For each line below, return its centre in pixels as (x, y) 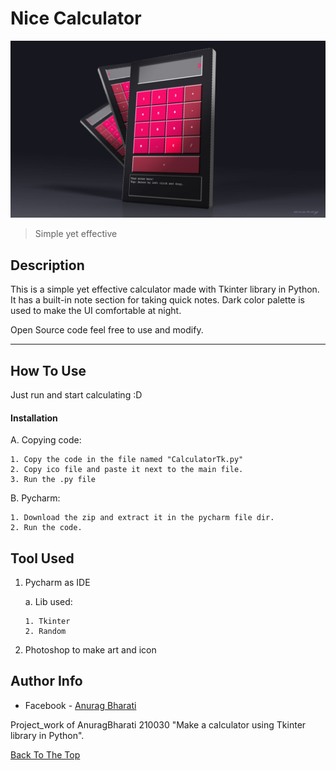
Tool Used (42, 558)
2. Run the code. (46, 528)
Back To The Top (45, 754)
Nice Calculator (76, 18)
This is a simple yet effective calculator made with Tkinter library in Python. (165, 289)
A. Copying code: (46, 440)
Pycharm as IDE (57, 583)
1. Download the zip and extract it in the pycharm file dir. (142, 518)
